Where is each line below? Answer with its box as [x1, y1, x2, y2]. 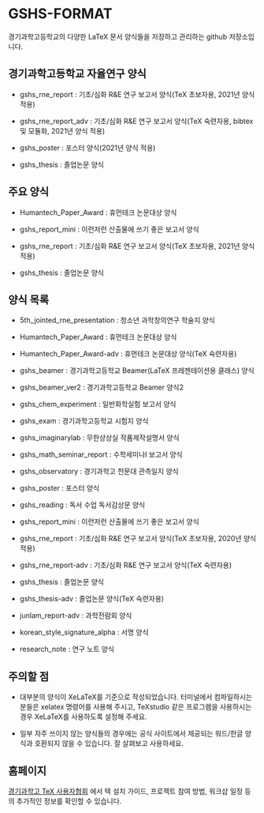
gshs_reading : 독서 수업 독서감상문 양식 [19, 500, 146, 510]
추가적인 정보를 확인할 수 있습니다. [16, 796, 122, 806]
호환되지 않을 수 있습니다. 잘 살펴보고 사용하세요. [34, 739, 184, 748]
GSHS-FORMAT [8, 5, 113, 23]
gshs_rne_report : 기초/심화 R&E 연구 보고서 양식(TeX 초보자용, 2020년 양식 [19, 534, 257, 544]
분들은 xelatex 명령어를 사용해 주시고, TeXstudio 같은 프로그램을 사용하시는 [19, 702, 252, 712]
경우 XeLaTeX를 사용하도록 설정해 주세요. [19, 712, 147, 721]
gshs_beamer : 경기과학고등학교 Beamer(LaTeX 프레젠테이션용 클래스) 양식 [19, 366, 255, 375]
